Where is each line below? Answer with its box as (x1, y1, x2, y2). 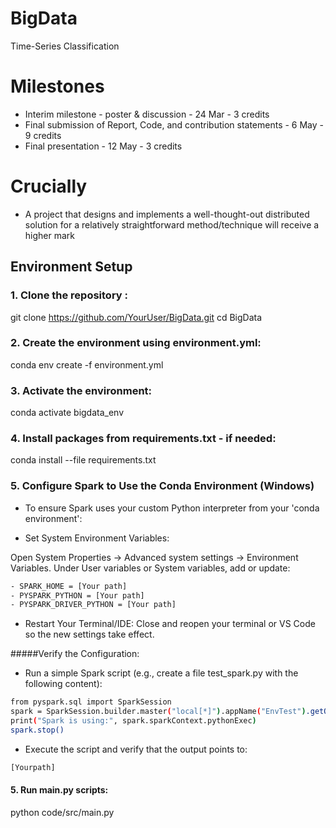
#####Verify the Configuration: (10, 648, 140, 660)
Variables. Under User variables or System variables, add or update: (10, 562, 291, 574)
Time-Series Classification (10, 40, 120, 52)
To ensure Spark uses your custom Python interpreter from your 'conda (24, 502, 320, 514)
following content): (24, 678, 103, 690)
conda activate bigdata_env (10, 407, 125, 419)
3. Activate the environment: (10, 383, 153, 397)
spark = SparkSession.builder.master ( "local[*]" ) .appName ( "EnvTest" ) (10, 707, 307, 717)
